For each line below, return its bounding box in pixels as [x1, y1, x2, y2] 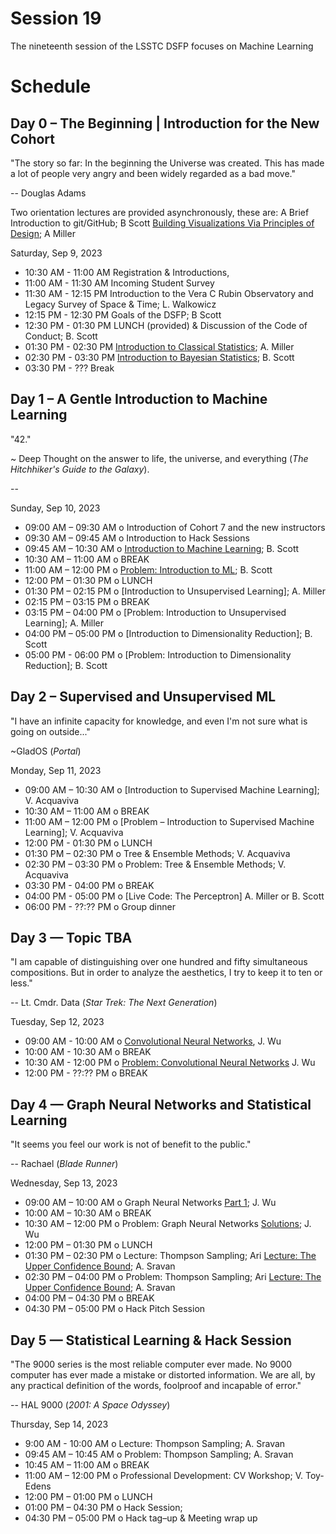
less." [10, 977, 33, 989]
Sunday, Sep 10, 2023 [10, 502, 101, 514]
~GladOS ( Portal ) [10, 745, 82, 757]
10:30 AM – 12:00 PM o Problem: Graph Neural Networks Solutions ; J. [24, 1218, 312, 1230]
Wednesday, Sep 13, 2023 [10, 1177, 118, 1189]
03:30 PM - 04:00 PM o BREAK [24, 879, 155, 891]
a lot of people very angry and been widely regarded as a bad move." [10, 167, 297, 179]
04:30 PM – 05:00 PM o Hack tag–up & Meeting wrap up [24, 1512, 258, 1524]
